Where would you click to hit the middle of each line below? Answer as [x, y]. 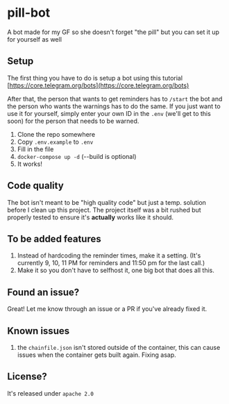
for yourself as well [35, 39]
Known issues [39, 331]
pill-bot [29, 13]
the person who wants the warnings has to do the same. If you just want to [114, 106]
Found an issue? [43, 292]
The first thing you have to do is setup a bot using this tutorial [95, 78]
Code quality [35, 186]
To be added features [54, 238]
